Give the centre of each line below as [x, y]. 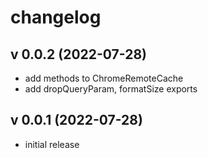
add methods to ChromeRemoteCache [104, 78]
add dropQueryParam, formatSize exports [111, 89]
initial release [52, 144]
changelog [56, 17]
